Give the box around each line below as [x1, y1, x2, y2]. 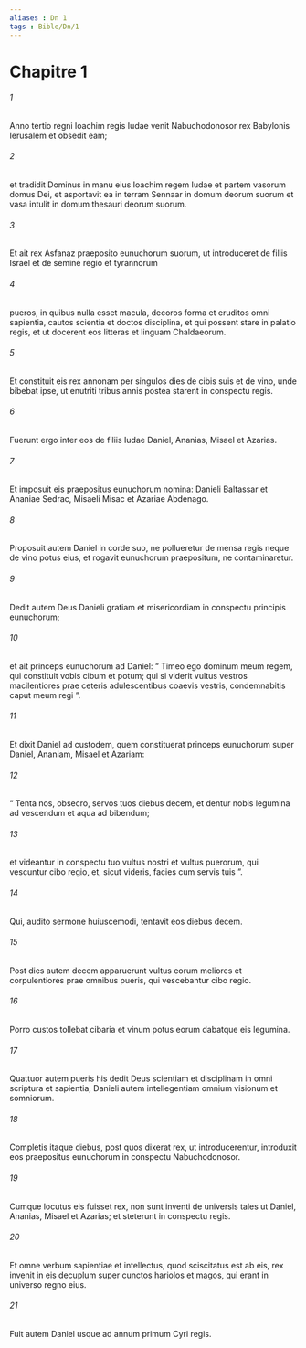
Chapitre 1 [9, 61, 88, 82]
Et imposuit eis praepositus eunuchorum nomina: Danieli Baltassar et [9, 483, 268, 494]
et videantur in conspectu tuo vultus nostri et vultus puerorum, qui [9, 856, 259, 868]
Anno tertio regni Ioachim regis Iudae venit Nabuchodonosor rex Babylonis [9, 120, 290, 131]
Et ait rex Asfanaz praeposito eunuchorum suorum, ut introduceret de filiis [9, 248, 288, 259]
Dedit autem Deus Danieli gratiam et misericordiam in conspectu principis [9, 601, 286, 612]
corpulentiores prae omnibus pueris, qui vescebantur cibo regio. [9, 974, 252, 985]
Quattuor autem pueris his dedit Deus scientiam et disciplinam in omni [9, 1073, 273, 1084]
